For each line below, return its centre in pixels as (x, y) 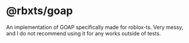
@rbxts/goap (39, 11)
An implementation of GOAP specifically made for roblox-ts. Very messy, (95, 27)
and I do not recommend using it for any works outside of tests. (84, 33)
